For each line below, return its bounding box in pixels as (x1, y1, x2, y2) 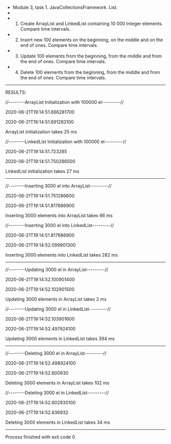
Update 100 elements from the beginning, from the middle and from (20, 53, 162, 59)
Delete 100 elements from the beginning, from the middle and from (20, 69, 160, 75)
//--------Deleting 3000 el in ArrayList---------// (5, 350, 107, 356)
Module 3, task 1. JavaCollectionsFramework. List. (12, 5, 118, 10)
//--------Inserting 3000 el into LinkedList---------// (5, 223, 115, 228)
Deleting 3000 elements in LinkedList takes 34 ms (5, 420, 110, 425)
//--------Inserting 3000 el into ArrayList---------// (5, 183, 112, 189)
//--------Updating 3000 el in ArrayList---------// (5, 267, 108, 272)
